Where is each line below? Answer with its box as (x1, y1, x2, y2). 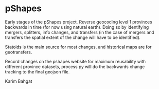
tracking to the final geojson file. (5, 69, 70, 74)
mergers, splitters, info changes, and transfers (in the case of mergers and (5, 29, 155, 35)
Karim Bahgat (5, 78, 33, 84)
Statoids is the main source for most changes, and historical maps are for (5, 44, 152, 50)
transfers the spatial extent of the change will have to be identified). (5, 35, 141, 40)
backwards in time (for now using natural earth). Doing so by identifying (5, 24, 149, 30)
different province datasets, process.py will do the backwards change (5, 64, 145, 70)
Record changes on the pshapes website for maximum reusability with (5, 58, 146, 64)
